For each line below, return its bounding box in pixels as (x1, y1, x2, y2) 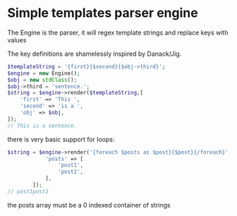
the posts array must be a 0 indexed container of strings (7, 200, 171, 209)
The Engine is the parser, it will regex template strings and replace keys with (7, 28, 229, 37)
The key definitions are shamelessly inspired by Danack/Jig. (7, 49, 182, 58)
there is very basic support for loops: (7, 135, 115, 143)
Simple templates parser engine (7, 5, 199, 21)
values (7, 35, 27, 44)
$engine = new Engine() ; (7, 69, 80, 77)
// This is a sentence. (7, 122, 78, 129)
